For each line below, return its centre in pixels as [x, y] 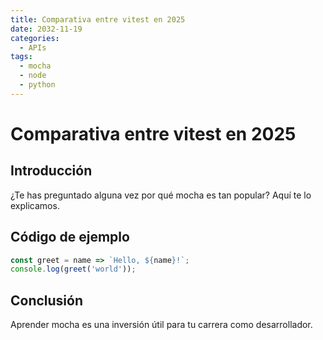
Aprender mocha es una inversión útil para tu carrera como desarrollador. [161, 325]
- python [37, 85]
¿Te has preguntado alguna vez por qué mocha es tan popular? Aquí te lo [161, 195]
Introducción [51, 171]
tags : [21, 57]
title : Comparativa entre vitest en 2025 [98, 19]
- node [33, 76]
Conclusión [47, 300]
